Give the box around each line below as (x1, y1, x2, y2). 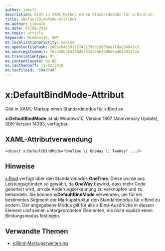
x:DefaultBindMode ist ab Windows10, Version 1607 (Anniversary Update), (5, 115, 159, 121)
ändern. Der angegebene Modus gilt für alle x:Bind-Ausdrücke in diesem (5, 202, 155, 208)
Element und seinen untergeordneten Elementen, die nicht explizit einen (5, 207, 153, 213)
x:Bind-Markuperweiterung (12, 240, 68, 246)
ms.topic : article (5, 30, 43, 35)
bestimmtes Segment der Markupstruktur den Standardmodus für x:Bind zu (5, 196, 161, 202)
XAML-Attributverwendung (5, 135, 92, 144)
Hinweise (5, 162, 35, 170)
